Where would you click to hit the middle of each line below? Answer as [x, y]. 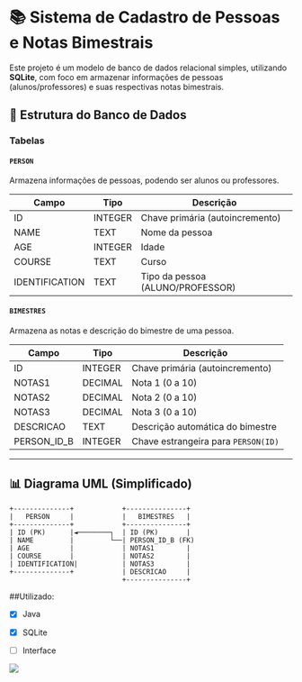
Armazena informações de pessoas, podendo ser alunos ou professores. [144, 180]
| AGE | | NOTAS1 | [100, 549]
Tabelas [27, 141]
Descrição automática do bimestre [204, 426]
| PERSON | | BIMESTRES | [100, 517]
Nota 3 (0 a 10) [164, 412]
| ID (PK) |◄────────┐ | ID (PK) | [100, 532]
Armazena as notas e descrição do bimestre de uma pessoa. [122, 331]
